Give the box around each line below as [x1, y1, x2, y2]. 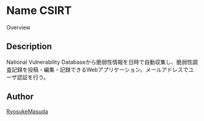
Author [6, 92, 34, 102]
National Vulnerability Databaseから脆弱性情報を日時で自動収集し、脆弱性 [6, 58, 193, 66]
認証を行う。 [16, 74, 49, 81]
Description [6, 41, 52, 52]
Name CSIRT [6, 4, 72, 18]
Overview [6, 24, 31, 31]
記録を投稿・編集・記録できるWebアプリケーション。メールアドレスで [11, 66, 189, 73]
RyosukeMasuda [6, 108, 48, 115]
